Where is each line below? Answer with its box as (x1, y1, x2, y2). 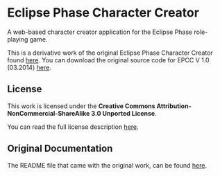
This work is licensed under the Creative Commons (7, 102, 155, 110)
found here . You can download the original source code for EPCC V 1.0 (7, 55, 210, 64)
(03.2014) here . (7, 63, 52, 71)
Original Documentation (7, 143, 113, 155)
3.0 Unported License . (91, 109, 158, 117)
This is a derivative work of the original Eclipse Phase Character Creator (7, 49, 213, 57)
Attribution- (156, 102, 192, 110)
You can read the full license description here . (7, 123, 139, 131)
